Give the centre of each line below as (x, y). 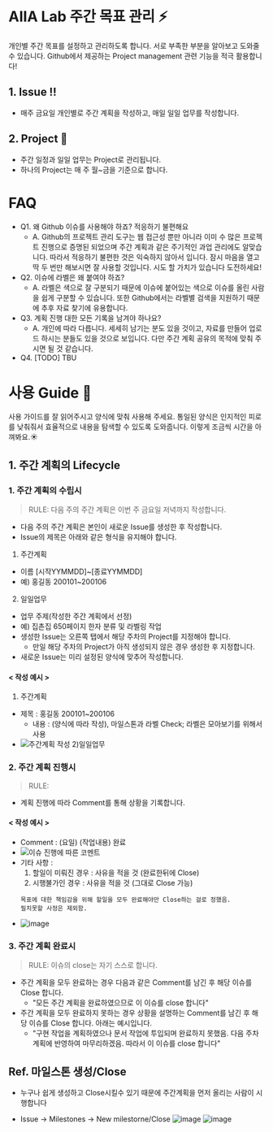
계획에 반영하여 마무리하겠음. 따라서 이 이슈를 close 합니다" (126, 1043)
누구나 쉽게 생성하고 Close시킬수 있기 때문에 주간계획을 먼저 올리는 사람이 (137, 1092)
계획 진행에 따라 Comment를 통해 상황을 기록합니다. (102, 802)
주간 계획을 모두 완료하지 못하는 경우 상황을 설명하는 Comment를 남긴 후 (135, 1013)
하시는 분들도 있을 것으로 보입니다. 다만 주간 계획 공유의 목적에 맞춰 (147, 338)
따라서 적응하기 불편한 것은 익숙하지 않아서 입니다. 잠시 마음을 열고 (155, 257)
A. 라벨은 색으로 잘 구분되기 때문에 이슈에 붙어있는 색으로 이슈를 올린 (141, 287)
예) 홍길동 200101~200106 (63, 582)
